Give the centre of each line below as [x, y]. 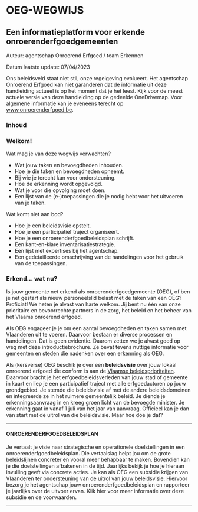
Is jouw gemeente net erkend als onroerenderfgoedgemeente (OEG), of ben [98, 291]
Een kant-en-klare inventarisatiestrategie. [65, 244]
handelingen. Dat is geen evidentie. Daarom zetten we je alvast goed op [93, 341]
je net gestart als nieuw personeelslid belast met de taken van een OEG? [94, 298]
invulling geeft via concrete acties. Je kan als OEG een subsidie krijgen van [97, 472]
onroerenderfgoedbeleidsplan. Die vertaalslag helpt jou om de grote [88, 453]
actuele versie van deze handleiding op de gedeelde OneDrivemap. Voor [94, 97]
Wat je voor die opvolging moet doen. [60, 190]
